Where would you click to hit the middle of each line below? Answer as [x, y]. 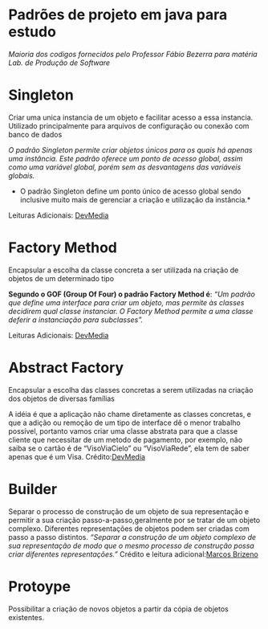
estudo [32, 32]
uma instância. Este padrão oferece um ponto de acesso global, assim [126, 158]
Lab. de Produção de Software [59, 63]
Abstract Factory [66, 368]
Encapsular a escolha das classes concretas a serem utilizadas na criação [131, 390]
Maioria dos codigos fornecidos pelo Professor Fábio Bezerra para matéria [133, 54]
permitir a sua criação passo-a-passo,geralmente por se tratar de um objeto [134, 520]
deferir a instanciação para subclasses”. [76, 320]
